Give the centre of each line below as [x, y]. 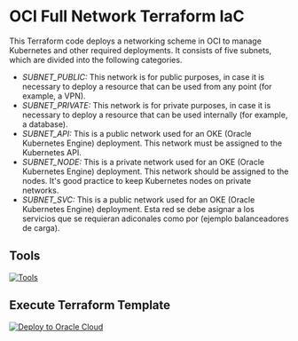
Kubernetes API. [51, 152]
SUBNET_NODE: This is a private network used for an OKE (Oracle [143, 162]
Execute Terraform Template [90, 305]
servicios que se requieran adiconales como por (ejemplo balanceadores [156, 218]
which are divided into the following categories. [96, 59]
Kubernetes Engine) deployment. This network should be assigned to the [155, 171]
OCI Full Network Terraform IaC [127, 16]
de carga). [41, 227]
